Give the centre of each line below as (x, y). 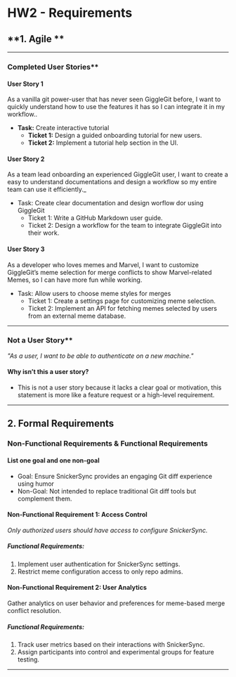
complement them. (45, 498)
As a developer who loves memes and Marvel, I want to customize (103, 264)
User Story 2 (26, 159)
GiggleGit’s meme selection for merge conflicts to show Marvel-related (110, 272)
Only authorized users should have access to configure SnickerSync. (108, 530)
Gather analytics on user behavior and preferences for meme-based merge (116, 603)
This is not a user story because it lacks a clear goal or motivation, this (119, 387)
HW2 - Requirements (70, 13)
